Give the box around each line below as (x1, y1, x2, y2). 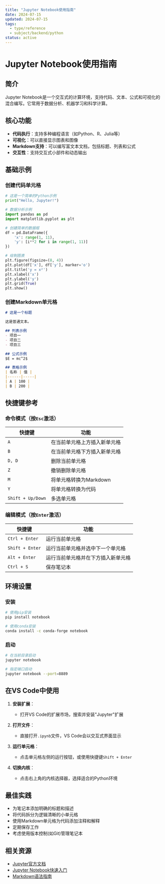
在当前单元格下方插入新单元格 (50, 448, 121, 455)
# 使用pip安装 (5, 610, 31, 615)
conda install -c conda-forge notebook (5, 629, 88, 634)
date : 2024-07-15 (5, 12, 41, 17)
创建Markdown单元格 (5, 299, 57, 306)
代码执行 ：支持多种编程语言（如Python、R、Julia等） (12, 131, 123, 137)
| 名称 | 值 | (5, 370, 32, 375)
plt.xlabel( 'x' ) (5, 271, 39, 277)
